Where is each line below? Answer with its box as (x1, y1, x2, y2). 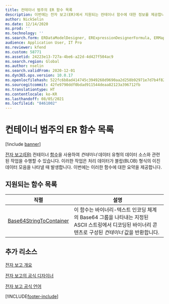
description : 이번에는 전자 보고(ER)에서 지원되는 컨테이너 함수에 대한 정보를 (5, 12, 149, 17)
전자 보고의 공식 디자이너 (5, 272, 54, 278)
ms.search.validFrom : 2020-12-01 (5, 68, 75, 73)
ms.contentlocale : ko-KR (5, 92, 57, 97)
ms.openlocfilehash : (5, 78, 49, 83)
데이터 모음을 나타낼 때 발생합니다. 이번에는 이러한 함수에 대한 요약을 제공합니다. (5, 164, 162, 170)
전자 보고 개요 (5, 262, 33, 268)
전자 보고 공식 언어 (5, 283, 42, 289)
